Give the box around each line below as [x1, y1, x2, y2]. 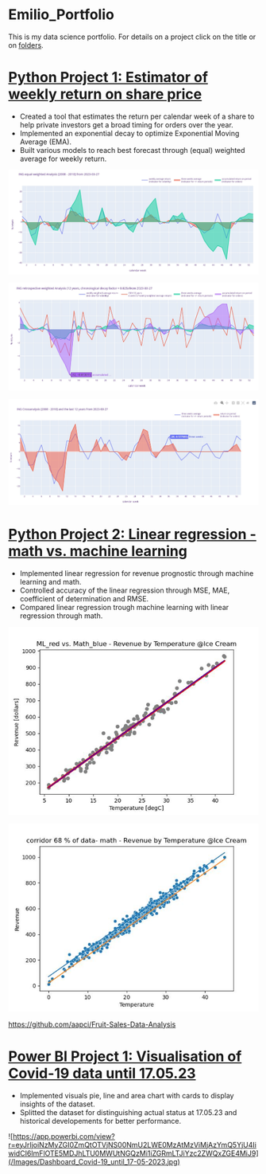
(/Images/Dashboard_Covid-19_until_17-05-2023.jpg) [8, 1156, 180, 1166]
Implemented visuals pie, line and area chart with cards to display [19, 1090, 234, 1100]
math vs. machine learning [8, 542, 188, 560]
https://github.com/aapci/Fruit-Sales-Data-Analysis [8, 1019, 176, 1029]
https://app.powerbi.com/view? [13, 1131, 115, 1141]
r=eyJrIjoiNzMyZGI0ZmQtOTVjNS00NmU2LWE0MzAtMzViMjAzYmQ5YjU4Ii [8, 1140, 256, 1149]
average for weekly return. [19, 154, 107, 163]
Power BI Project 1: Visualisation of [8, 1047, 242, 1065]
